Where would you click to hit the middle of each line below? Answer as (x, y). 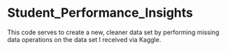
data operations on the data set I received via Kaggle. (84, 39)
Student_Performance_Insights (100, 13)
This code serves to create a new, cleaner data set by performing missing (113, 32)
